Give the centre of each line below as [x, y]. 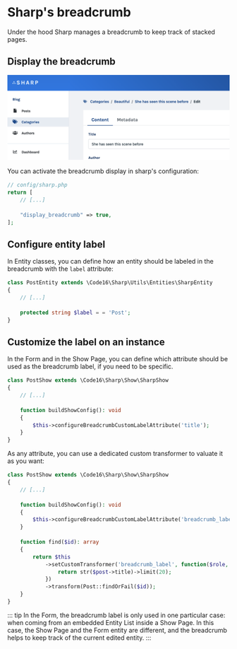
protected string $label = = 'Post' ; [75, 312]
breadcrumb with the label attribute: [61, 269]
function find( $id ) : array [60, 542]
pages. [17, 39]
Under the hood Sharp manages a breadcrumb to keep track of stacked [111, 32]
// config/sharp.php [38, 185]
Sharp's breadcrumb [69, 12]
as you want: [26, 461]
